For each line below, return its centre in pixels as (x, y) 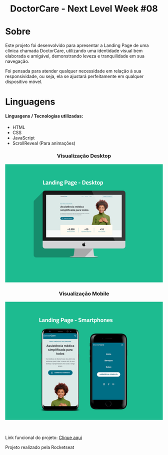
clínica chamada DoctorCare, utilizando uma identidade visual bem (74, 51)
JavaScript (23, 137)
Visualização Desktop (84, 156)
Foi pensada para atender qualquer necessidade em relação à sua (73, 71)
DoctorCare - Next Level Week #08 (84, 9)
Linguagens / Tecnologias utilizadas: (44, 116)
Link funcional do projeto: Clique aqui (44, 437)
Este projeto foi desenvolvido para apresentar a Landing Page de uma (77, 45)
